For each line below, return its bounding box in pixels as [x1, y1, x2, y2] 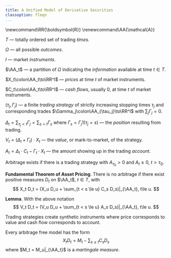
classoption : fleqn [5, 12, 47, 17]
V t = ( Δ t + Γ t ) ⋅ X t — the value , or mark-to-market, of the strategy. [5, 137, 143, 144]
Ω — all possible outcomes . [5, 46, 63, 52]
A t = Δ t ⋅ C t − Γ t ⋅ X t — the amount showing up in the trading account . [5, 148, 151, 155]
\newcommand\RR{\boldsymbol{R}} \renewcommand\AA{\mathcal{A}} [5, 26, 155, 32]
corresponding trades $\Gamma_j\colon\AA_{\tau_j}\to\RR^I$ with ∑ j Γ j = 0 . [5, 108, 163, 116]
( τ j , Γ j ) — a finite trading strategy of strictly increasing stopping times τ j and [5, 101, 164, 109]
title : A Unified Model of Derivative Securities [5, 7, 114, 13]
